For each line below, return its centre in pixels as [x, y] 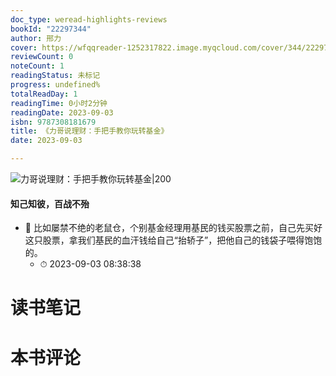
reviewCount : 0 [42, 57]
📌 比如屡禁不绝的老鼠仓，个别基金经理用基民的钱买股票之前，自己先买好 [173, 228]
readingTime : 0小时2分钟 [59, 103]
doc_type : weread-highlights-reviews [89, 19]
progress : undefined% [55, 85]
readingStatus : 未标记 [55, 76]
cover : [24, 47]
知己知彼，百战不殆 [50, 203]
